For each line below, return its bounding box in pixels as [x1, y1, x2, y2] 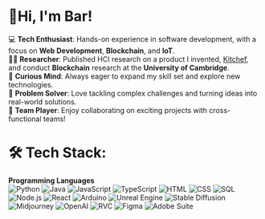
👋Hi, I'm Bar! [8, 7, 93, 26]
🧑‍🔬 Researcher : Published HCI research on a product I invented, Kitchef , [8, 54, 249, 63]
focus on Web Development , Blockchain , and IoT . [8, 46, 175, 55]
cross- [208, 105, 231, 115]
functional [8, 114, 42, 124]
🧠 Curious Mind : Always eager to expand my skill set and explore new [8, 71, 241, 81]
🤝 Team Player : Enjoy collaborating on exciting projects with [8, 105, 207, 115]
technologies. [8, 79, 54, 89]
